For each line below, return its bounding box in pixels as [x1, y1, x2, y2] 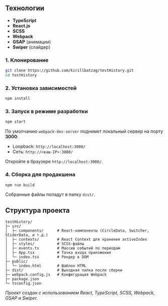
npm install [5, 96, 30, 101]
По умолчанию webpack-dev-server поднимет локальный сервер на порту [5, 128, 163, 135]
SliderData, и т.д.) [5, 233, 49, 238]
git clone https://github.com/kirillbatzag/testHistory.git [5, 68, 134, 73]
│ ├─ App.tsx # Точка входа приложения [5, 250, 112, 255]
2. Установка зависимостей [5, 84, 77, 91]
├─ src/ [5, 224, 22, 229]
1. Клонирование [5, 56, 49, 63]
